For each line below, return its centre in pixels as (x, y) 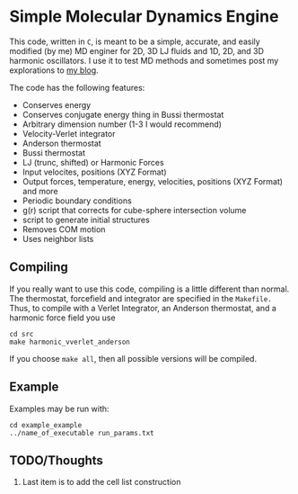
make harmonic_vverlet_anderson (70, 342)
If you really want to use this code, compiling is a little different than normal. (149, 289)
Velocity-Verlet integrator (69, 133)
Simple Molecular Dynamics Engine (144, 17)
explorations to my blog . (54, 70)
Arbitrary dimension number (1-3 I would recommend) (122, 124)
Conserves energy (57, 104)
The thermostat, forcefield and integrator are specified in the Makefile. (140, 298)
